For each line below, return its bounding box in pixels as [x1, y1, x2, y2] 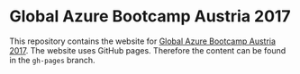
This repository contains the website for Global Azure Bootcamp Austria [9, 36, 277, 46]
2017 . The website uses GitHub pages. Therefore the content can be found [9, 45, 286, 55]
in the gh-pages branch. [9, 54, 96, 65]
